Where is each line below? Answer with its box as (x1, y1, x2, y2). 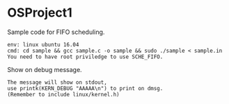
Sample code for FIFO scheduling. (7, 28, 105, 36)
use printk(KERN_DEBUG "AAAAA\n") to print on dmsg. (7, 85, 164, 92)
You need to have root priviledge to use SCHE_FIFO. (7, 53, 164, 60)
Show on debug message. (7, 65, 82, 73)
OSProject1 (7, 5, 73, 21)
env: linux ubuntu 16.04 (7, 41, 79, 48)
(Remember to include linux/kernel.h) (7, 91, 120, 98)
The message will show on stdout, (7, 78, 108, 86)
